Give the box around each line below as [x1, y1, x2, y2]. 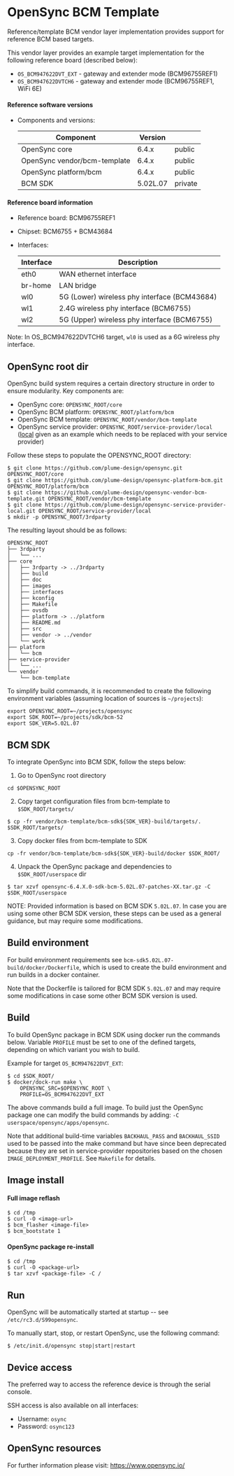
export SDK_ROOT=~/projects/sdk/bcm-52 [7, 714, 124, 721]
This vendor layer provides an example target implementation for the [7, 48, 205, 57]
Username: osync [17, 1415, 67, 1423]
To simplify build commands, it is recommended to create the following [7, 687, 212, 695]
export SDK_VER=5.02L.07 [7, 720, 80, 727]
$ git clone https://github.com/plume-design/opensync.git [7, 465, 183, 472]
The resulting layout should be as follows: [7, 526, 127, 535]
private [174, 179, 198, 189]
